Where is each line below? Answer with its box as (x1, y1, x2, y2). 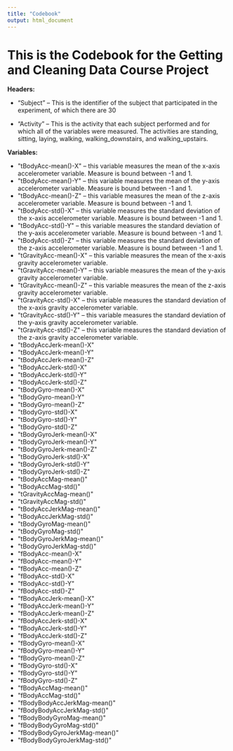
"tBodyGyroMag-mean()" (17, 520, 91, 529)
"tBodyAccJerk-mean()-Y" (17, 348, 95, 357)
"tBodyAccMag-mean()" (17, 475, 88, 484)
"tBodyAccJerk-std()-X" (17, 363, 88, 372)
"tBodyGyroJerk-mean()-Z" (17, 445, 98, 453)
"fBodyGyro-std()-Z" (17, 677, 79, 685)
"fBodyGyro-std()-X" (17, 661, 79, 670)
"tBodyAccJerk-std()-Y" (17, 371, 87, 379)
